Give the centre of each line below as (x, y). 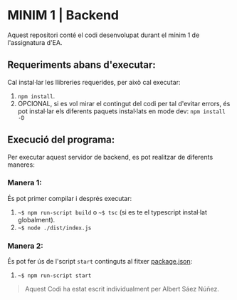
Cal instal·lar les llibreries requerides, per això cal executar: (94, 82)
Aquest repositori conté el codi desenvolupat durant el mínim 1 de (104, 35)
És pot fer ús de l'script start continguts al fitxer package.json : (100, 262)
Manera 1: (25, 183)
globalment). (36, 219)
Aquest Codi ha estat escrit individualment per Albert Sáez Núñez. (122, 289)
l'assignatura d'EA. (35, 42)
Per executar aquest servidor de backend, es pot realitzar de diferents (110, 157)
